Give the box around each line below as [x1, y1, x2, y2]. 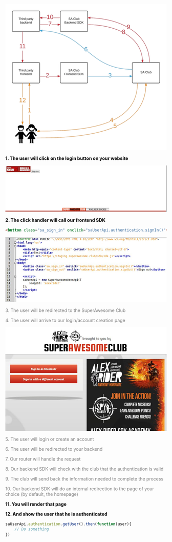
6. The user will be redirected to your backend [5, 446, 103, 452]
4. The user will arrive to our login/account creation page [5, 317, 125, 323]
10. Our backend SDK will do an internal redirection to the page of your [5, 486, 155, 492]
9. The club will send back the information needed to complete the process [5, 475, 164, 482]
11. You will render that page [5, 501, 67, 507]
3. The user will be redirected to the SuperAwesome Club [5, 307, 126, 314]
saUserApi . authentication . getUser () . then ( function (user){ [5, 522, 132, 527]
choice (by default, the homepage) [5, 491, 78, 497]
